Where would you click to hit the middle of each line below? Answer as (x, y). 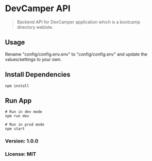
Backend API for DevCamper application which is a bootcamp (78, 22)
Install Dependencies (38, 75)
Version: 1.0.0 (22, 141)
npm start (15, 129)
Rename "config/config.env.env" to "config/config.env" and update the (76, 54)
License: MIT (21, 154)
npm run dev (17, 116)
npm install (17, 86)
